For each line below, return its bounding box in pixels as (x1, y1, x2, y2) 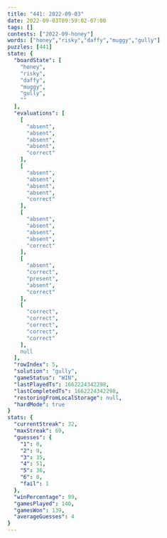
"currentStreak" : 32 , (14, 421, 78, 428)
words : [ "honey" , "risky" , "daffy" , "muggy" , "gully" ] (7, 37, 161, 44)
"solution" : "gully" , (14, 368, 78, 375)
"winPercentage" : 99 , (14, 493, 78, 500)
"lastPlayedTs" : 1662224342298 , (14, 381, 110, 388)
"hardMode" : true (14, 401, 65, 408)
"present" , (26, 275, 59, 282)
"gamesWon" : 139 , (14, 507, 65, 514)
